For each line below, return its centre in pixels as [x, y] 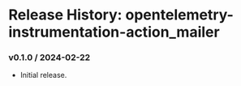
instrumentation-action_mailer [114, 32]
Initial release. [43, 75]
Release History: [65, 15]
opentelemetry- [179, 15]
